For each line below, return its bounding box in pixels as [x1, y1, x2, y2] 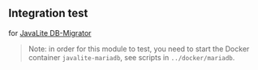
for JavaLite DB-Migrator [8, 28, 92, 37]
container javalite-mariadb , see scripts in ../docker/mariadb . [28, 52, 235, 62]
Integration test [8, 7, 88, 20]
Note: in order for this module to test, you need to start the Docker [28, 44, 250, 54]
